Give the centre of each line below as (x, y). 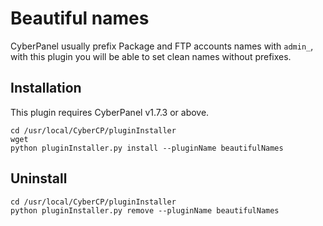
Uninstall (39, 178)
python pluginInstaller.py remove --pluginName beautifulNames (145, 210)
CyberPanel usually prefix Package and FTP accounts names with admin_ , (162, 46)
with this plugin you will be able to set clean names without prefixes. (151, 56)
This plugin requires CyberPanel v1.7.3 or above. (110, 112)
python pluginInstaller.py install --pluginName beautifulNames (147, 148)
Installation (46, 88)
